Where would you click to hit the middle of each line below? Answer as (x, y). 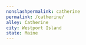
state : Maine (22, 33)
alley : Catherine (27, 22)
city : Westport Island (34, 28)
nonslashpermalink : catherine (43, 11)
